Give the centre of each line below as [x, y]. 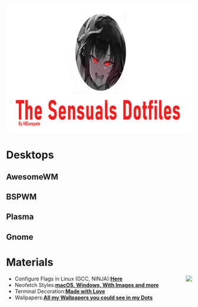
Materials [30, 262]
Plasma [20, 217]
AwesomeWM [32, 177]
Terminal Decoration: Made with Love [60, 291]
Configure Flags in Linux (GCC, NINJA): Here [68, 279]
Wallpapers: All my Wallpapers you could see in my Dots [84, 298]
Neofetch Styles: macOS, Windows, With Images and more [87, 285]
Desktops [30, 155]
